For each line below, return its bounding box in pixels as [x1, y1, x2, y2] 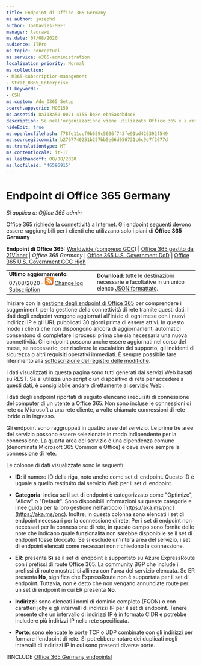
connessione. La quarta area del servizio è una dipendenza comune [6, 437, 174, 444]
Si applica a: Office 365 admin [6, 209, 82, 216]
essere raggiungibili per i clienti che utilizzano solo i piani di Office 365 [6, 227, 182, 234]
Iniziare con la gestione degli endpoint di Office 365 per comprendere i [6, 299, 182, 307]
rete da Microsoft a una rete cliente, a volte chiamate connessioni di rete [6, 406, 185, 413]
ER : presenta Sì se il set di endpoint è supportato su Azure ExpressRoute [14, 554, 195, 561]
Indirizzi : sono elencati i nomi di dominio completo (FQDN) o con [14, 597, 176, 605]
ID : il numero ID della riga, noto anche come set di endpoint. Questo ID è [14, 473, 194, 480]
